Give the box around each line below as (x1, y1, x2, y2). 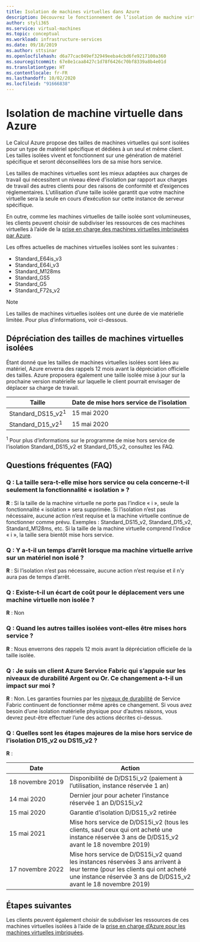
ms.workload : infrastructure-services (6, 36, 102, 42)
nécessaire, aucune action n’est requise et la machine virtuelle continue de (6, 512, 189, 519)
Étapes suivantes (6, 900, 72, 910)
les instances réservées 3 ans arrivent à (69, 858, 182, 866)
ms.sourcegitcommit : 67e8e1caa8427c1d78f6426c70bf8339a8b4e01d (6, 59, 167, 64)
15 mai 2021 (9, 829, 46, 838)
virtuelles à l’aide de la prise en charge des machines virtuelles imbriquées (6, 225, 189, 233)
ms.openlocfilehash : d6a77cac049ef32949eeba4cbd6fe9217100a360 (6, 53, 167, 59)
